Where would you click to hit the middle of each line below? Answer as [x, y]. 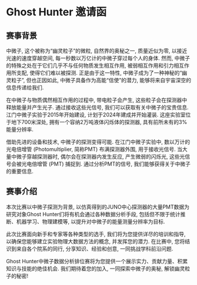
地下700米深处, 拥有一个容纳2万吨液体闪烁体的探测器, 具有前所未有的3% [99, 122]
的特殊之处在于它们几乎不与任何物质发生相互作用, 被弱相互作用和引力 [90, 66]
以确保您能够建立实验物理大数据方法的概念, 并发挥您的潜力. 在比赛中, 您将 [96, 241]
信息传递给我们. [25, 88]
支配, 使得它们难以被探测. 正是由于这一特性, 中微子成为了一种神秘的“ [99, 73]
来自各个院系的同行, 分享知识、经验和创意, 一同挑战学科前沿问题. [95, 249]
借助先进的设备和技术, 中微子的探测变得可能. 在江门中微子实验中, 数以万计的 [98, 142]
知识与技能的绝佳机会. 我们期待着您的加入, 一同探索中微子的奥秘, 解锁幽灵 [96, 269]
